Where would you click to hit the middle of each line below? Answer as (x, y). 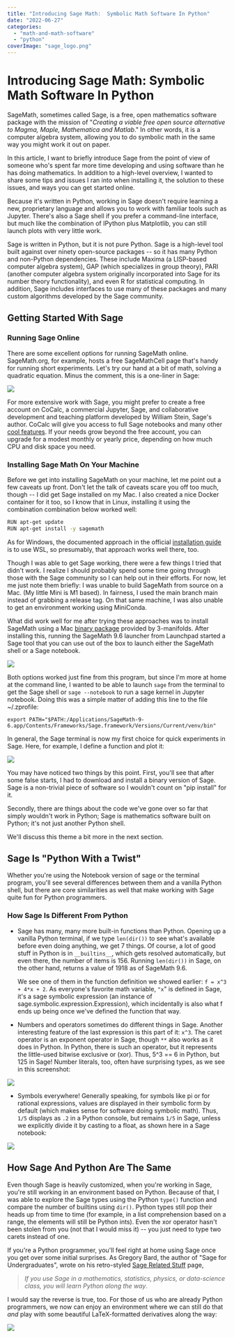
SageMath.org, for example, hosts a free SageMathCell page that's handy (113, 361)
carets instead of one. (39, 1236)
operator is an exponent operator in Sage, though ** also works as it (115, 1039)
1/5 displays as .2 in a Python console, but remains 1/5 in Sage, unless (119, 1118)
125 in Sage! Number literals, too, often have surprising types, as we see (121, 1062)
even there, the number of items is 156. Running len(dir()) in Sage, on (119, 961)
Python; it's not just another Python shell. (66, 823)
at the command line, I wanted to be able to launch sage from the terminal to (116, 684)
